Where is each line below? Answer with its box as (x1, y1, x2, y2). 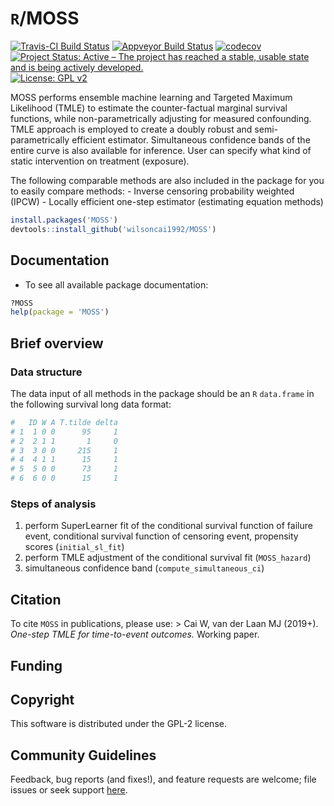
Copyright (10, 691, 75, 708)
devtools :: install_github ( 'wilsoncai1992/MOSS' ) (10, 224, 217, 234)
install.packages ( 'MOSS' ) (10, 215, 118, 225)
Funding (10, 657, 63, 674)
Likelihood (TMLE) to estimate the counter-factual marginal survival (10, 102, 288, 114)
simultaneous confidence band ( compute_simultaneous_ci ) (24, 562, 265, 574)
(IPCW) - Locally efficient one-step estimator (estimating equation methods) (10, 195, 324, 207)
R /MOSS (10, 7, 80, 30)
